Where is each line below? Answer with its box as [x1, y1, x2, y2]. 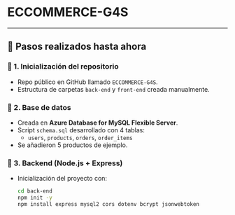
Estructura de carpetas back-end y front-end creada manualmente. [17, 85, 210, 93]
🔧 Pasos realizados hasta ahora [7, 41, 147, 53]
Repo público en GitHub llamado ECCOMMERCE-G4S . [17, 78, 159, 86]
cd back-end [17, 188, 52, 195]
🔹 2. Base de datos [7, 102, 71, 112]
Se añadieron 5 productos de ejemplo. [17, 141, 128, 149]
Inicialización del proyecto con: [17, 174, 107, 183]
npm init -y [17, 194, 52, 202]
